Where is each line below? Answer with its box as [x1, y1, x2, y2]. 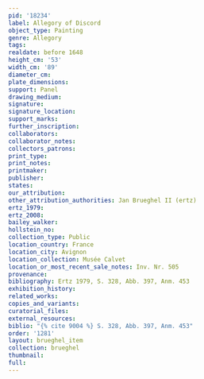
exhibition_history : [8, 285, 77, 293]
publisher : [8, 174, 44, 183]
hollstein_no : [8, 226, 56, 234]
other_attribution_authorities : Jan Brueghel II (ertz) [8, 196, 197, 204]
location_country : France [8, 241, 94, 249]
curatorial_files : [8, 307, 69, 315]
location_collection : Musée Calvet [8, 255, 126, 263]
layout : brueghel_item [8, 337, 83, 345]
